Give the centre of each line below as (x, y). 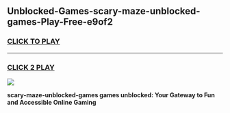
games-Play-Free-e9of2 (60, 22)
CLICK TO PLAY (34, 42)
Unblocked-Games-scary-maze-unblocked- (104, 11)
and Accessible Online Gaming (52, 102)
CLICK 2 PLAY (31, 67)
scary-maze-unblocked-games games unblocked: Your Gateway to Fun (111, 95)
